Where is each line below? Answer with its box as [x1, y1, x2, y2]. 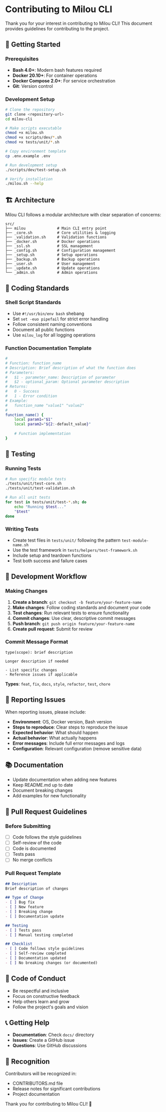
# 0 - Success [5, 389, 39, 394]
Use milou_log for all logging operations [12, 332, 96, 338]
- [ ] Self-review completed [5, 951, 66, 956]
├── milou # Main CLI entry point [5, 226, 107, 231]
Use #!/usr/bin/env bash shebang [12, 310, 85, 316]
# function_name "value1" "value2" [5, 403, 85, 408]
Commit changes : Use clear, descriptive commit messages [12, 615, 136, 621]
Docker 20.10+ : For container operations [12, 72, 97, 78]
